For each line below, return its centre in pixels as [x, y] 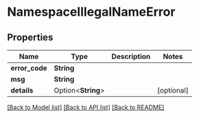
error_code [29, 68]
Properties [30, 37]
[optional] [173, 90]
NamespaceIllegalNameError [91, 12]
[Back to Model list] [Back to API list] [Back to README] [86, 107]
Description [131, 57]
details [22, 90]
